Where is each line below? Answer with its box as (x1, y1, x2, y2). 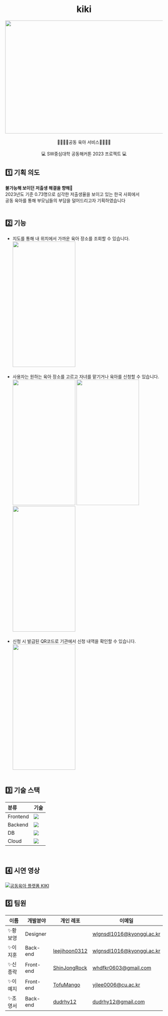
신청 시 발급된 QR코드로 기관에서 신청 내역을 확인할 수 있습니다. (12, 638, 136, 644)
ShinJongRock (53, 964, 87, 971)
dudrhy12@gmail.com (92, 998, 145, 1005)
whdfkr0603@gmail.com (92, 964, 151, 971)
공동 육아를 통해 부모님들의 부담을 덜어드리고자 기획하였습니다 (5, 197, 126, 203)
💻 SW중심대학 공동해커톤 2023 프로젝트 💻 (41, 151, 127, 157)
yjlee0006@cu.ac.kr (92, 981, 140, 988)
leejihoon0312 (53, 948, 88, 954)
